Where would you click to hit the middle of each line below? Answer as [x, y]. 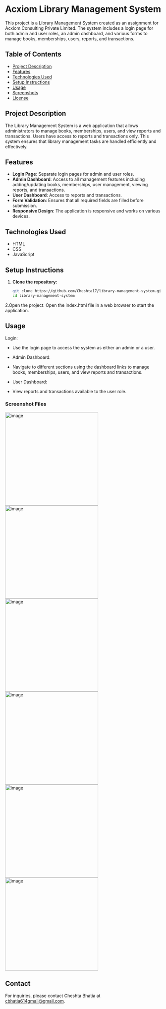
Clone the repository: [35, 282]
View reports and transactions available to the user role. [69, 391]
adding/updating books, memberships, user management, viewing [80, 185]
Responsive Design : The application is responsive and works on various [86, 211]
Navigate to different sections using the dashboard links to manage [81, 367]
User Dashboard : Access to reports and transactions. [67, 195]
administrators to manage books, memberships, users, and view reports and [83, 131]
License [20, 98]
